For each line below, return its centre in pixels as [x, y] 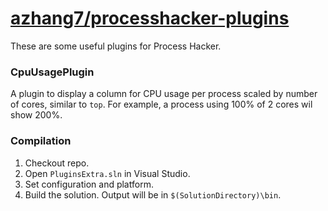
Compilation [41, 141]
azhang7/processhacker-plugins [150, 18]
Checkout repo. [57, 163]
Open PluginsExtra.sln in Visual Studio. [107, 173]
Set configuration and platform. [89, 184]
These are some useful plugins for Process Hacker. [116, 46]
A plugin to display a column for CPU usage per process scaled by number [164, 94]
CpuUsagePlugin [52, 72]
